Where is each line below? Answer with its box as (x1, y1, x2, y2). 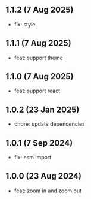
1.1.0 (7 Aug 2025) (5, 71, 74, 82)
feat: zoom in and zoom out (14, 187, 81, 194)
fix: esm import (14, 154, 52, 161)
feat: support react (14, 87, 61, 95)
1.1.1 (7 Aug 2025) (5, 38, 72, 49)
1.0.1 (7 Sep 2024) (5, 138, 73, 148)
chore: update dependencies (14, 120, 86, 128)
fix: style (14, 20, 36, 28)
